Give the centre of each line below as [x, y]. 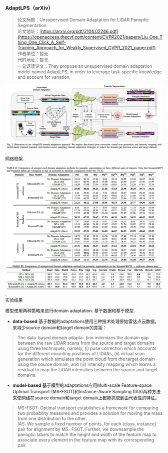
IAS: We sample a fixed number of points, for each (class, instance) [87, 424]
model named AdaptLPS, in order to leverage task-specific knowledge [90, 72]
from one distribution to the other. [52, 419]
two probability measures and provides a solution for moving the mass [90, 413]
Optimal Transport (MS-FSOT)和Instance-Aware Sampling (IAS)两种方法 [86, 392]
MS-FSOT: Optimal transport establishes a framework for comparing [88, 408]
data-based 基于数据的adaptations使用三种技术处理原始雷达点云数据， [86, 322]
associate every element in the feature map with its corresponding [85, 440]
